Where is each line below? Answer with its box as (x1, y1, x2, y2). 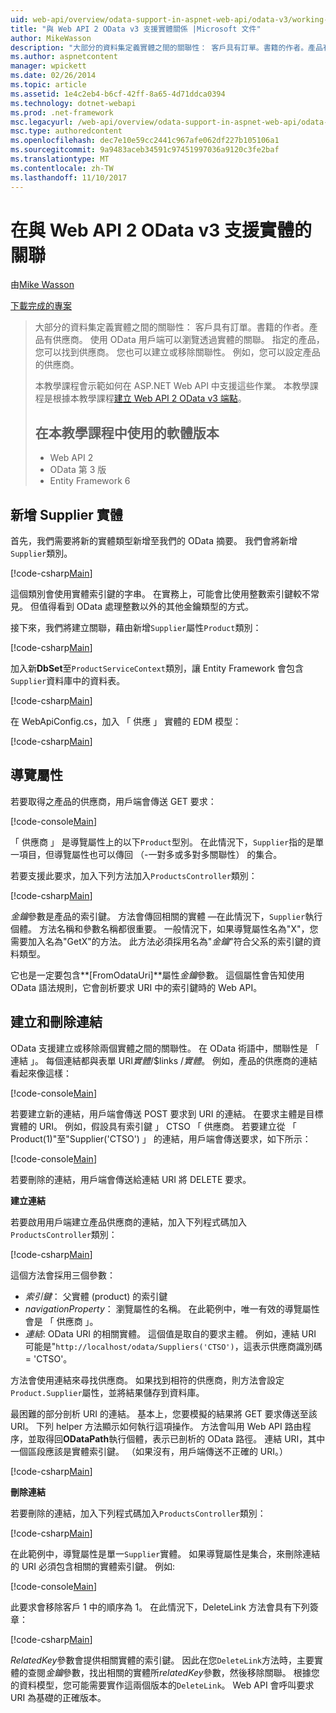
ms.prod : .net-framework (10, 107, 114, 118)
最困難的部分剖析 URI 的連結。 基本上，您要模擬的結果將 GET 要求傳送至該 (10, 1407, 318, 1420)
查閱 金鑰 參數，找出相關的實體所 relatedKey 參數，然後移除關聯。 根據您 (27, 1666, 320, 1678)
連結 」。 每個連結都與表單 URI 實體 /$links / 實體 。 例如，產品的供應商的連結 (10, 1054, 318, 1066)
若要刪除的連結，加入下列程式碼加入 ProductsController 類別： (10, 1507, 267, 1519)
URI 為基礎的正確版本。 (10, 1691, 107, 1703)
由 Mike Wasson (10, 279, 75, 291)
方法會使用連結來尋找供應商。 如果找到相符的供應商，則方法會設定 (10, 1374, 285, 1386)
